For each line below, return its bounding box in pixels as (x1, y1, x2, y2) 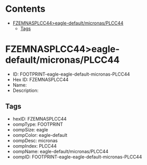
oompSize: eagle (12, 126, 48, 133)
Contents (5, 3, 46, 15)
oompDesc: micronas (12, 137, 58, 144)
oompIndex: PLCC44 (12, 143, 57, 149)
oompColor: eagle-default (12, 132, 67, 138)
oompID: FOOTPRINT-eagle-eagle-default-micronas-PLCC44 (12, 154, 142, 160)
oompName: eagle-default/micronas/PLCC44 (12, 148, 109, 154)
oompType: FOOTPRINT (12, 121, 63, 127)
